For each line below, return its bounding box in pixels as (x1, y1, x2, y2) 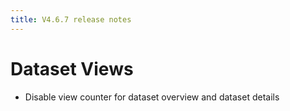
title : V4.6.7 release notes (10, 14, 132, 25)
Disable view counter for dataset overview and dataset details (24, 91, 280, 103)
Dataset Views (10, 57, 134, 80)
